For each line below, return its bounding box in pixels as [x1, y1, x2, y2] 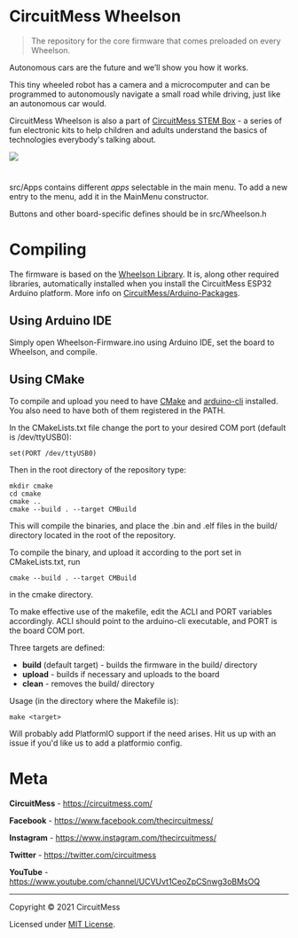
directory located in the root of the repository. [9, 529, 176, 540]
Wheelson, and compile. [9, 346, 98, 356]
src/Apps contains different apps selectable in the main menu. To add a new [9, 182, 288, 192]
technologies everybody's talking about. [9, 134, 157, 145]
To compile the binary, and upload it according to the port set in [9, 547, 242, 558]
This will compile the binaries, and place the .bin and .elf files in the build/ [9, 520, 278, 531]
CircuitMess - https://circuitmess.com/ [9, 798, 153, 809]
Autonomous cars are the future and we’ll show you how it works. [9, 62, 249, 73]
